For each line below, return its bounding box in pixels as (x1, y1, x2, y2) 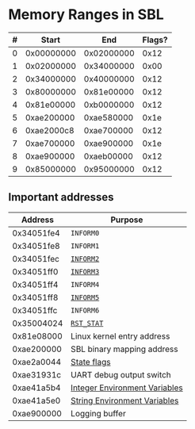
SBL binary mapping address (71, 343, 178, 354)
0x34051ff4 (12, 279, 59, 290)
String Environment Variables (71, 395, 179, 406)
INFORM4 (71, 280, 100, 289)
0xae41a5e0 (12, 395, 61, 406)
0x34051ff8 (12, 292, 59, 303)
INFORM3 (71, 267, 100, 276)
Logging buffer (71, 408, 127, 419)
